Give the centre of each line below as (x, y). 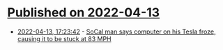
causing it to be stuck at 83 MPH (64, 38)
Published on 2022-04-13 (84, 13)
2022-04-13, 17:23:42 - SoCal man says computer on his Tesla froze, (116, 32)
